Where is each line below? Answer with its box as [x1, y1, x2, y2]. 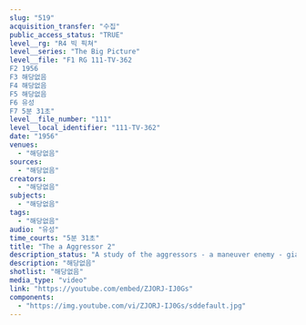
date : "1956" [9, 132, 59, 141]
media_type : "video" [9, 276, 88, 285]
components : [9, 292, 55, 301]
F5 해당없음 [9, 89, 47, 98]
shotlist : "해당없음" [9, 268, 84, 277]
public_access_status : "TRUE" [9, 30, 125, 39]
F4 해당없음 [9, 81, 47, 90]
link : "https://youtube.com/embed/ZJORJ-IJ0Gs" [9, 284, 194, 293]
